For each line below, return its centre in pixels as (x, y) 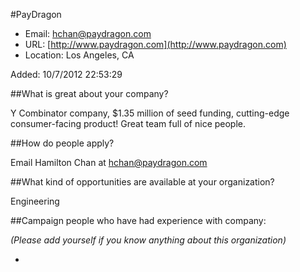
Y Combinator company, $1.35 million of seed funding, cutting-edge (150, 113)
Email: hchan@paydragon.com (88, 33)
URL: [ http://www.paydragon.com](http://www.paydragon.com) (155, 44)
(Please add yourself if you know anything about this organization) (148, 240)
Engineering (35, 201)
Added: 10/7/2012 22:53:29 (66, 74)
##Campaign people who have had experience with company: (138, 220)
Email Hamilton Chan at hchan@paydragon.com (109, 162)
